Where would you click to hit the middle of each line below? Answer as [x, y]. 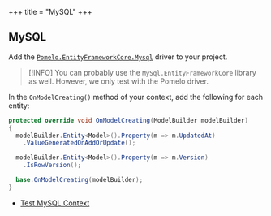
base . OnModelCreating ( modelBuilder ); [80, 180]
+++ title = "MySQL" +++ [50, 12]
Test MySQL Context [55, 203]
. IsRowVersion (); [52, 166]
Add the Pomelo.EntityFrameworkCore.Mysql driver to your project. [118, 57]
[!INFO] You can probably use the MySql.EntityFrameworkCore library [142, 72]
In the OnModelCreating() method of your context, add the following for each [136, 97]
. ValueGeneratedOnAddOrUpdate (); [80, 143]
